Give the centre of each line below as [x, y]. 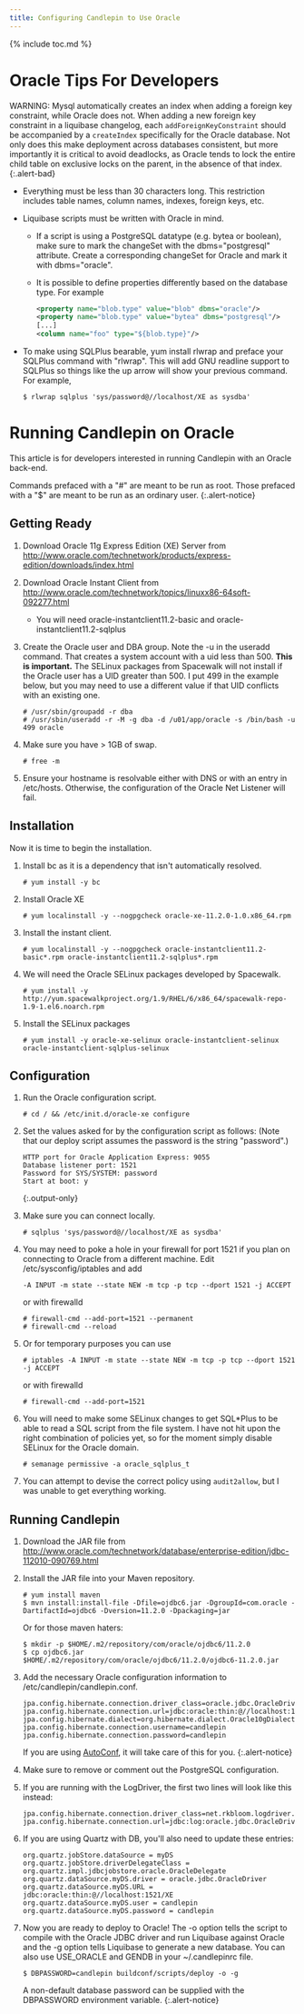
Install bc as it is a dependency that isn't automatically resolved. [142, 866]
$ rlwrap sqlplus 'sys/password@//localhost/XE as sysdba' [137, 397]
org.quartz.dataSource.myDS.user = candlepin [110, 1903]
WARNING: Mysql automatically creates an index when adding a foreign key [151, 105]
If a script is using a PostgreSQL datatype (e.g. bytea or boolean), [159, 235]
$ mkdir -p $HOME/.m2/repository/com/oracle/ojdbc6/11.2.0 [137, 1645]
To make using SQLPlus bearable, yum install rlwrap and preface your [153, 352]
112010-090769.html [60, 1561]
